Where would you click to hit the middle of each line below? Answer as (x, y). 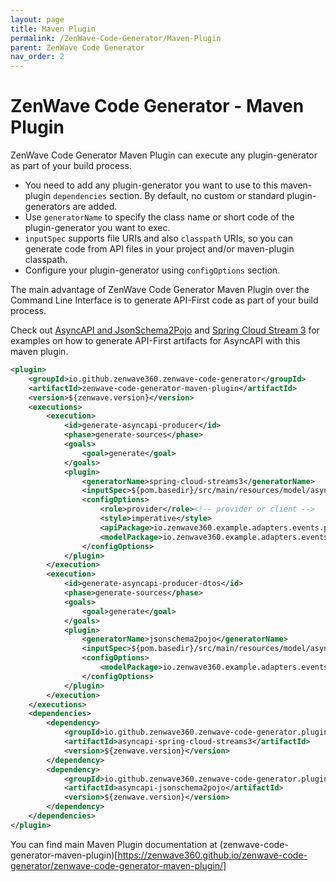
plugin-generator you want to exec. (97, 228)
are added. (95, 207)
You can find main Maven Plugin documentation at (114, 844)
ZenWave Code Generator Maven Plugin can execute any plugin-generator (164, 155)
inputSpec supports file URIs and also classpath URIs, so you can (158, 238)
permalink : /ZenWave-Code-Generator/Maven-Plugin (116, 38)
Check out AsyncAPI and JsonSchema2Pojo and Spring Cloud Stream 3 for (165, 330)
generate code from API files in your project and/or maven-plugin (159, 249)
